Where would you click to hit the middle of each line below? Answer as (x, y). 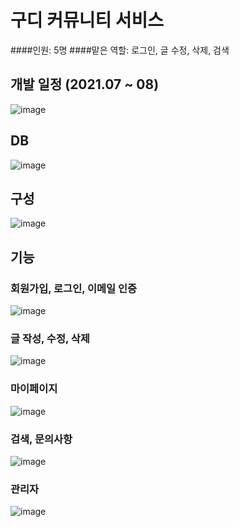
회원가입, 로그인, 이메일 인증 (74, 288)
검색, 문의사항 (41, 439)
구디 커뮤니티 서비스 (87, 20)
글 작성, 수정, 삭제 (50, 338)
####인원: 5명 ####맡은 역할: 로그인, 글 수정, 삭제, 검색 (120, 50)
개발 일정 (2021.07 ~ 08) (85, 84)
